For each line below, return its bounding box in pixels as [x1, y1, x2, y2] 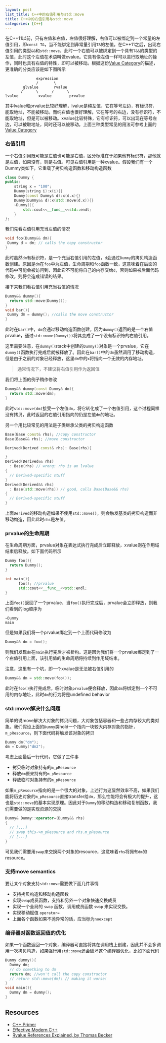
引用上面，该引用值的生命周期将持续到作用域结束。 [18, 655, 122, 661]
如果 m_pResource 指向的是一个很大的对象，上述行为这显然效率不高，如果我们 [5, 787, 160, 794]
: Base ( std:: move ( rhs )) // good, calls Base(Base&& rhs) [9, 487, 129, 491]
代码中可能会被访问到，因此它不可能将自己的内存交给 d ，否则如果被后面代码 [5, 267, 159, 273]
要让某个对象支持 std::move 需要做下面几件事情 [5, 880, 99, 886]
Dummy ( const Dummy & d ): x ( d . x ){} [14, 193, 81, 198]
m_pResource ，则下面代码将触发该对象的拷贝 [5, 730, 95, 736]
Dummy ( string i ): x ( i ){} [14, 189, 63, 194]
